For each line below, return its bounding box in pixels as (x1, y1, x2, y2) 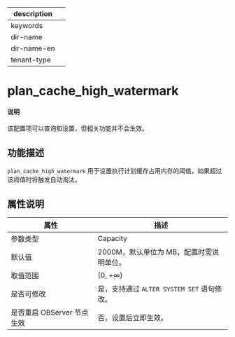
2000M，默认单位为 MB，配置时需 (97, 247, 212, 257)
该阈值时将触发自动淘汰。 (7, 175, 81, 184)
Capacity (97, 234, 127, 244)
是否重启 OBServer (10, 308, 73, 317)
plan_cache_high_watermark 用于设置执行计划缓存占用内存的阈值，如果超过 (7, 167, 222, 175)
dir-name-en (10, 43, 56, 53)
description (13, 9, 52, 18)
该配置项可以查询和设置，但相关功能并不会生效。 (7, 124, 148, 132)
